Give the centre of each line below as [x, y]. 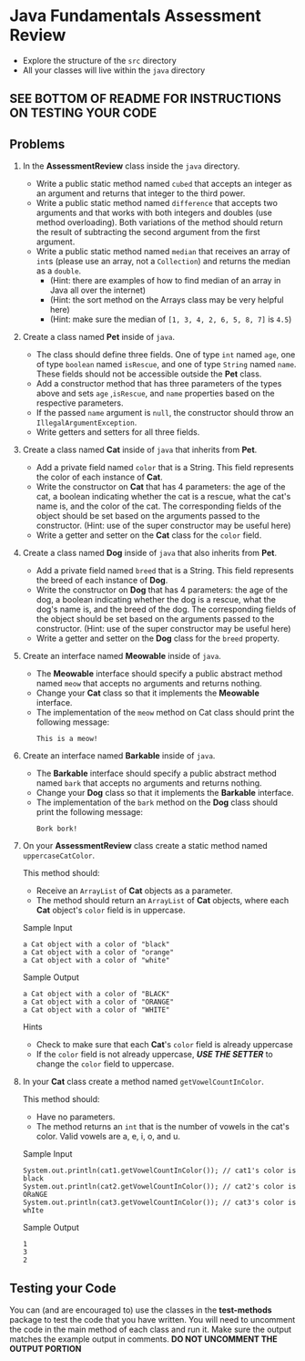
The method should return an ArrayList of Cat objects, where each [163, 901]
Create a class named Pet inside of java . [99, 337]
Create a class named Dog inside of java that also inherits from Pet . [150, 553]
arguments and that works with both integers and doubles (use [154, 213]
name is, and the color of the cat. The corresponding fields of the [159, 506]
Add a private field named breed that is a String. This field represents [165, 571]
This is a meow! [67, 739]
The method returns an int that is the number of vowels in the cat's [163, 1127]
